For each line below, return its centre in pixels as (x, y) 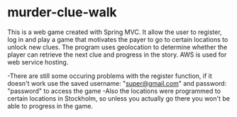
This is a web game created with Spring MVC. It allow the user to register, (115, 32)
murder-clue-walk (62, 12)
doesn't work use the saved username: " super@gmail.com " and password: (117, 83)
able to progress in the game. (50, 106)
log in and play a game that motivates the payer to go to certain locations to (118, 39)
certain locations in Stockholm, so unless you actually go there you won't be (119, 98)
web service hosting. (38, 62)
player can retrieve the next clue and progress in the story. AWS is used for (117, 55)
